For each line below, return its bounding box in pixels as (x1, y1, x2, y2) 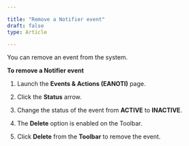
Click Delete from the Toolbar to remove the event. (16, 132, 161, 141)
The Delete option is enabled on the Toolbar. (16, 119, 143, 128)
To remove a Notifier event (7, 66, 84, 75)
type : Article (7, 29, 48, 35)
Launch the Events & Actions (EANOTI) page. (16, 80, 146, 88)
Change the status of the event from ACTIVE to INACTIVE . (16, 106, 183, 115)
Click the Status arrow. (16, 93, 82, 101)
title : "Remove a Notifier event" (7, 16, 106, 23)
